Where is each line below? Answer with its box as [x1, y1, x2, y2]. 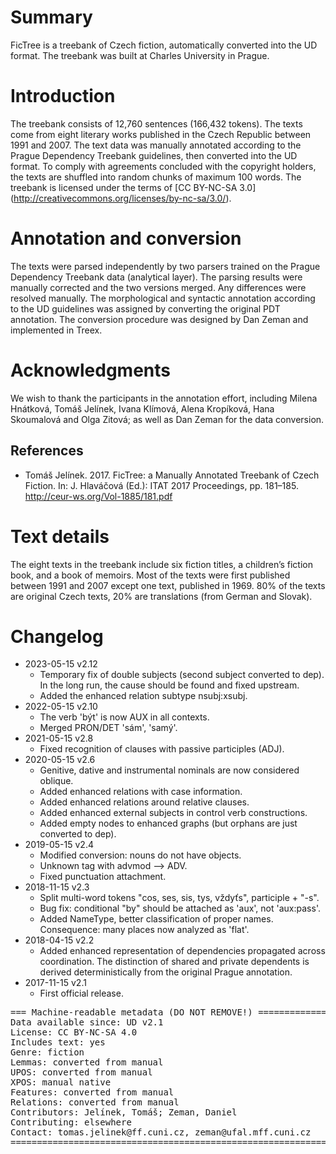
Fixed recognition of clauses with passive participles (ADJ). [39, 743, 285, 755]
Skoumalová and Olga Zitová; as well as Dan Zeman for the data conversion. [10, 413, 325, 425]
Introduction [10, 85, 116, 108]
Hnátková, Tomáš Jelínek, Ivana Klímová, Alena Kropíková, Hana [10, 402, 275, 415]
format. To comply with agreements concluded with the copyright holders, [10, 160, 317, 172]
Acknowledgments [10, 359, 172, 381]
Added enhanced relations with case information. [39, 786, 243, 798]
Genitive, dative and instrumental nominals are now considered [39, 764, 300, 776]
